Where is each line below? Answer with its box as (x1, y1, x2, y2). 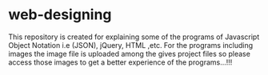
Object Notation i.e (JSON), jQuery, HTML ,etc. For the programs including (8, 40, 254, 49)
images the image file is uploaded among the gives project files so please (8, 49, 250, 58)
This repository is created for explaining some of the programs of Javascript (8, 32, 260, 41)
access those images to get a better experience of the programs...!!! (8, 57, 233, 67)
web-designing (8, 6, 112, 24)
